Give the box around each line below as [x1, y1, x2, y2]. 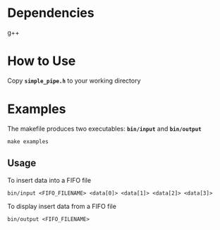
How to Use [7, 53, 76, 69]
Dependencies [7, 5, 94, 21]
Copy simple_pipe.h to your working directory [7, 76, 141, 85]
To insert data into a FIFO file [7, 176, 92, 184]
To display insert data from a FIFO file [7, 202, 116, 210]
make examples [7, 138, 49, 145]
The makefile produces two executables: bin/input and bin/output [7, 124, 202, 133]
